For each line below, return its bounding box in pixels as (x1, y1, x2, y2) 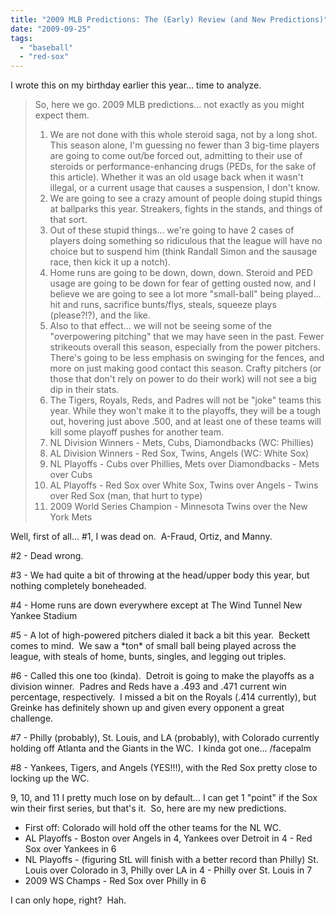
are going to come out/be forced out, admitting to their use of (49, 150, 303, 162)
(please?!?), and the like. (49, 309, 151, 321)
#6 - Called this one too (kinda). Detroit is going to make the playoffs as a (10, 670, 315, 682)
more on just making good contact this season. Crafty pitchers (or (49, 362, 322, 375)
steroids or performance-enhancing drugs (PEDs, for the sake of (49, 161, 317, 173)
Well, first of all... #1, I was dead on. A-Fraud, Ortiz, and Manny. (10, 531, 273, 543)
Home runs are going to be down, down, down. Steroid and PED (49, 267, 313, 279)
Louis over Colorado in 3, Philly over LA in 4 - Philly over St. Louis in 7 (24, 864, 313, 876)
